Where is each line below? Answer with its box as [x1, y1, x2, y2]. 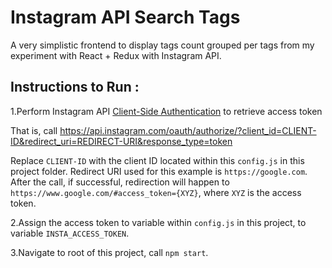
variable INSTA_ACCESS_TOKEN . [10, 227, 130, 239]
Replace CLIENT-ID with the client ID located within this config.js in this [10, 154, 305, 166]
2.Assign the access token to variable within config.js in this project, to [10, 216, 307, 228]
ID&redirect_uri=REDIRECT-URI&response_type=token [10, 135, 233, 147]
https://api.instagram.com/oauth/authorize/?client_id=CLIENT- [59, 124, 317, 136]
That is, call [10, 124, 58, 136]
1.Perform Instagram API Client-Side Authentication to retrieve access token [10, 105, 323, 117]
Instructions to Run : [10, 79, 140, 96]
